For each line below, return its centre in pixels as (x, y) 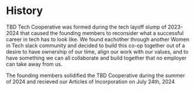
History (25, 11)
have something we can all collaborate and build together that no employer (96, 58)
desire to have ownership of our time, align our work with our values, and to (97, 51)
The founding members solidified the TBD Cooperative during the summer (96, 75)
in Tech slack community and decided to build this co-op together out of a (96, 45)
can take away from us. (34, 64)
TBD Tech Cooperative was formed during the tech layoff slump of (86, 27)
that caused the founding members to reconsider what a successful (102, 33)
